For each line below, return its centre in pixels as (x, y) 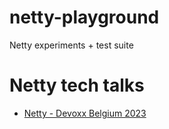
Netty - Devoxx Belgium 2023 (85, 113)
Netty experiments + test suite (71, 45)
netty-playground (84, 17)
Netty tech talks (77, 85)
